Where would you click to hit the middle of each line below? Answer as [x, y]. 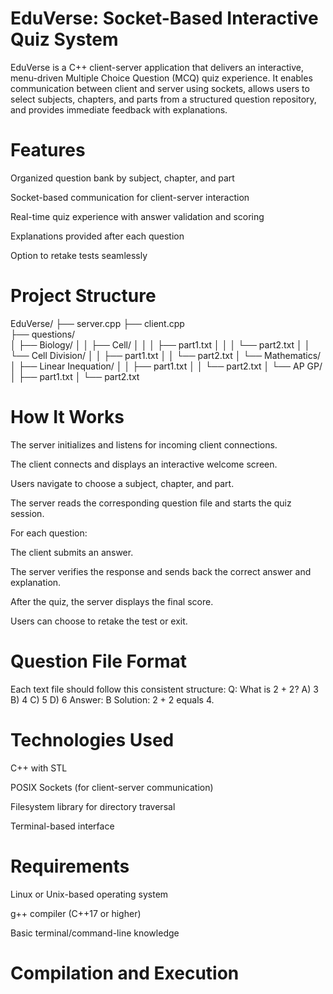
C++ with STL [39, 768]
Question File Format [99, 661]
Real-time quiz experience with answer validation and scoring [137, 216]
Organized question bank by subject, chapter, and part [122, 178]
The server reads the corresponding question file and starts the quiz [151, 503]
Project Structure [83, 296]
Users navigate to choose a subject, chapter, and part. [122, 483]
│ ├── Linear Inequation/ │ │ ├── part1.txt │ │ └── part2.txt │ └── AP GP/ [166, 366]
